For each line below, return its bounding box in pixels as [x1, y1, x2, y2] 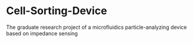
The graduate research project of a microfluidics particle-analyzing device [6, 24, 187, 31]
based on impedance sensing [6, 29, 78, 37]
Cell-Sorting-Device [6, 4, 107, 18]
